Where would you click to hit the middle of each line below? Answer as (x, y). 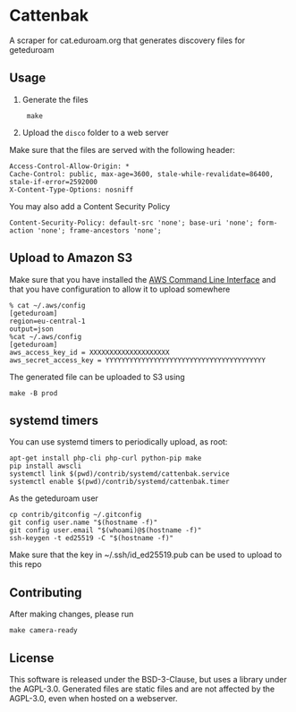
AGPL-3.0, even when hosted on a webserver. (93, 698)
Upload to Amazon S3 (71, 258)
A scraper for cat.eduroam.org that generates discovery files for (127, 40)
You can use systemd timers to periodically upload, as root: (118, 442)
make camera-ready (43, 631)
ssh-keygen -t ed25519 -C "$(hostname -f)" (92, 538)
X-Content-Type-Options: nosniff (72, 190)
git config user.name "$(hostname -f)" (84, 523)
